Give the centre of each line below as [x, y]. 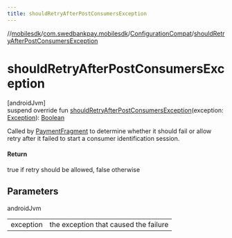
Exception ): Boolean [36, 117]
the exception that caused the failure [109, 224]
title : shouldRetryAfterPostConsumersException [77, 14]
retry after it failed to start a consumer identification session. [93, 138]
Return [17, 154]
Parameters [33, 192]
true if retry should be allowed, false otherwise [74, 169]
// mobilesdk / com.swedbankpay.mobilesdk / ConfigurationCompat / [101, 33]
